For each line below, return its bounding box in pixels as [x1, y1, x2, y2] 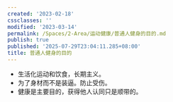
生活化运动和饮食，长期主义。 [17, 70, 105, 78]
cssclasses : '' [7, 17, 52, 24]
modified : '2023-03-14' [7, 23, 78, 30]
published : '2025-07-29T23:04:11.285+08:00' [7, 43, 141, 50]
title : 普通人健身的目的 [7, 50, 72, 57]
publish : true [7, 37, 50, 44]
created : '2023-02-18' [7, 10, 74, 18]
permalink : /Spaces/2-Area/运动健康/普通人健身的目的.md [7, 30, 167, 37]
